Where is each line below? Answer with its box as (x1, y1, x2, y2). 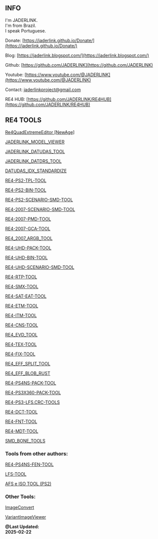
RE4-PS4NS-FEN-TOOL (5, 461, 54, 467)
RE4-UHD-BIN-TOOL (5, 254, 48, 260)
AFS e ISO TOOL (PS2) (5, 480, 52, 487)
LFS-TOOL (5, 471, 27, 477)
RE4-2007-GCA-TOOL (5, 225, 51, 231)
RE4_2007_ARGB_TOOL (5, 235, 53, 241)
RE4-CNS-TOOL (5, 322, 39, 328)
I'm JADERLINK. (5, 17, 38, 23)
